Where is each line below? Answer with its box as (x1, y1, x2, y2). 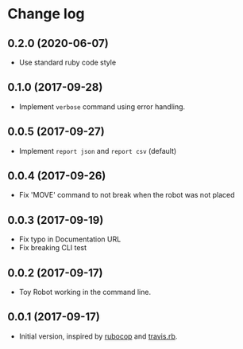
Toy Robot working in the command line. (18, 288, 152, 297)
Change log (7, 5, 85, 23)
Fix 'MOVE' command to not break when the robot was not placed (18, 190, 235, 200)
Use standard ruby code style (18, 57, 117, 67)
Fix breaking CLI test (18, 243, 87, 253)
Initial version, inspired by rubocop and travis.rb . (18, 331, 178, 341)
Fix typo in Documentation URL (18, 234, 121, 244)
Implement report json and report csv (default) (18, 146, 177, 155)
